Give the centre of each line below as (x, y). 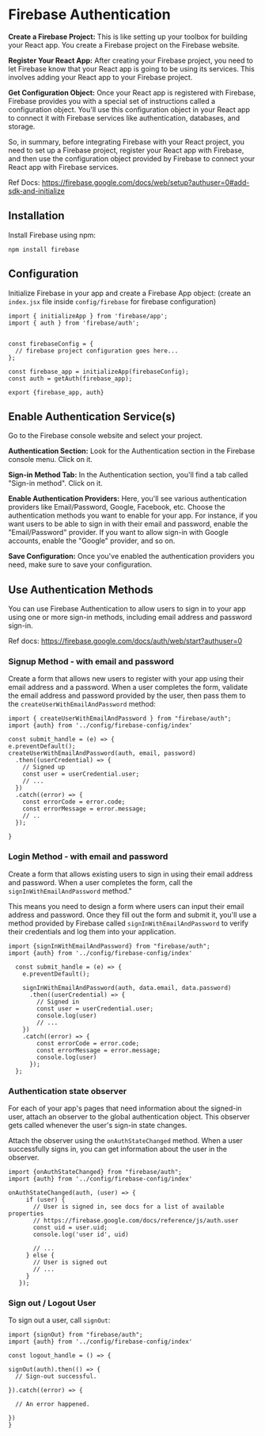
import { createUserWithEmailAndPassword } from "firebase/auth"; (120, 719)
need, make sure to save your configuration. (80, 564)
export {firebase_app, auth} (56, 392)
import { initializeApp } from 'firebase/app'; (88, 316)
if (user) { (45, 1200)
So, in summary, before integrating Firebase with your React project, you (127, 141)
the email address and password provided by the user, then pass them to (127, 695)
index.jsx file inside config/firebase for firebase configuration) (112, 301)
